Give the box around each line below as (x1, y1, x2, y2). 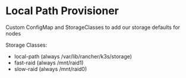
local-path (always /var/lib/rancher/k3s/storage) (14, 53, 132, 60)
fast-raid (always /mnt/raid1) (14, 59, 84, 66)
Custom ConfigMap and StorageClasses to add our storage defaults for (5, 24, 181, 31)
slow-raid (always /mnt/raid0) (14, 65, 87, 72)
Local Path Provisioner (5, 4, 119, 18)
